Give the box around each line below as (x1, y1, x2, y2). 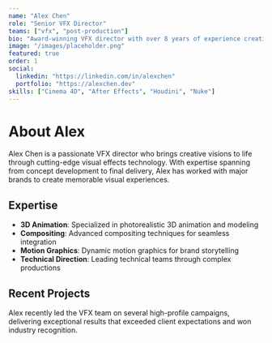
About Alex (8, 122, 85, 140)
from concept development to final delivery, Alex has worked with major (8, 166, 249, 176)
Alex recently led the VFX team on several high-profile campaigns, (8, 307, 230, 317)
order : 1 (8, 58, 38, 66)
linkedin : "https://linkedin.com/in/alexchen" (15, 72, 176, 80)
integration (19, 237, 57, 247)
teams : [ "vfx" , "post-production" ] (8, 27, 129, 35)
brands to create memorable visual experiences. (8, 175, 170, 185)
